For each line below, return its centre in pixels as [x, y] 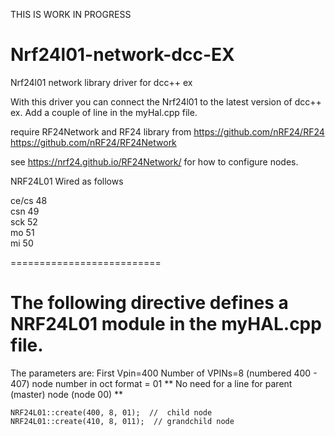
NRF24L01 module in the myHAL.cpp [166, 324]
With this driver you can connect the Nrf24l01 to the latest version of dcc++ [166, 101]
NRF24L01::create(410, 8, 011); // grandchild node [122, 421]
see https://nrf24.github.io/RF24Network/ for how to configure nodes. [154, 161]
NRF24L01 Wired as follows [67, 181]
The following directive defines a [149, 303]
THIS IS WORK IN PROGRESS [71, 14]
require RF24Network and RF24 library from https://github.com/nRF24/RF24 [167, 131]
